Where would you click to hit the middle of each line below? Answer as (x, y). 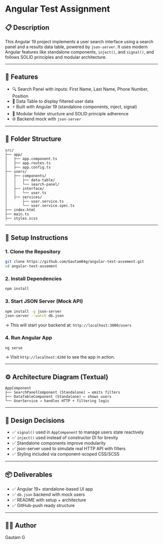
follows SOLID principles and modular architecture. (56, 57)
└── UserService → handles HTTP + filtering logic (57, 401)
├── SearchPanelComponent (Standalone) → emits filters (63, 393)
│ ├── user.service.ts (34, 201)
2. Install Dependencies (33, 278)
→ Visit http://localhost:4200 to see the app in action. (60, 357)
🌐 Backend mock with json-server (47, 119)
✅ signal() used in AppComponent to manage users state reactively (78, 432)
